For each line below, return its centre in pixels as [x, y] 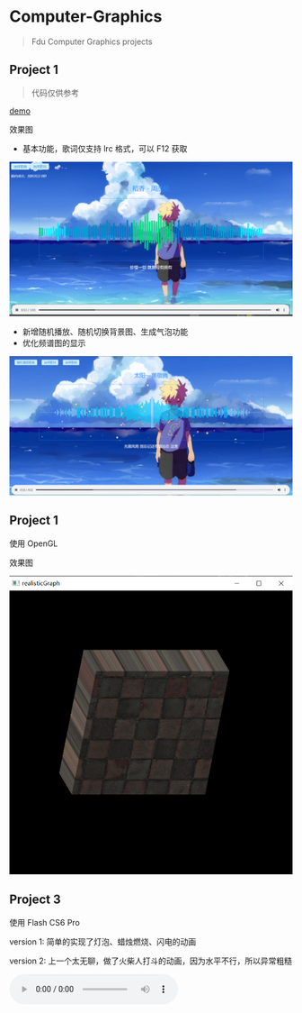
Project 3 [35, 900]
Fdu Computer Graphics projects [92, 41]
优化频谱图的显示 [54, 342]
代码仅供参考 [55, 93]
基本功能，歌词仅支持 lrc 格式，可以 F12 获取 [105, 148]
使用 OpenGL [34, 543]
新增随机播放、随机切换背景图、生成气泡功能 [105, 332]
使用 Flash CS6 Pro [45, 922]
